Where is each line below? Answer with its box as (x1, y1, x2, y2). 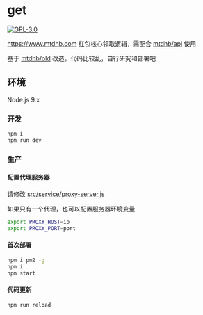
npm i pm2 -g (7, 257, 45, 264)
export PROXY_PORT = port (7, 225, 76, 232)
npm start (7, 270, 36, 277)
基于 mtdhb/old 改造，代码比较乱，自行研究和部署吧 (7, 54, 156, 63)
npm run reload (7, 301, 51, 308)
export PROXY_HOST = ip (7, 218, 70, 225)
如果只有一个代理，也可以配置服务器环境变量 (7, 204, 136, 213)
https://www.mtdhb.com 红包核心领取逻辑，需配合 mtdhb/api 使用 (7, 39, 197, 47)
